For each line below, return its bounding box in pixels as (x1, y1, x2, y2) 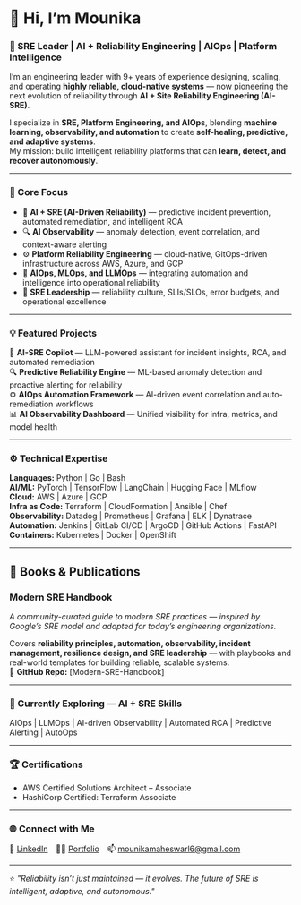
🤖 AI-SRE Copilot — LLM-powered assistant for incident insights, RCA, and (9, 347, 287, 358)
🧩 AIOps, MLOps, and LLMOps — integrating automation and (21, 268, 249, 278)
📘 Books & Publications (9, 564, 141, 579)
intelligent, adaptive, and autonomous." (9, 885, 155, 896)
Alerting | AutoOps (9, 727, 78, 738)
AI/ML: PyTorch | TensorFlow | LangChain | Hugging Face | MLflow (9, 482, 257, 493)
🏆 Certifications (9, 758, 83, 771)
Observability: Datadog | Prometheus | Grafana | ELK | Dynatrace (9, 510, 253, 522)
